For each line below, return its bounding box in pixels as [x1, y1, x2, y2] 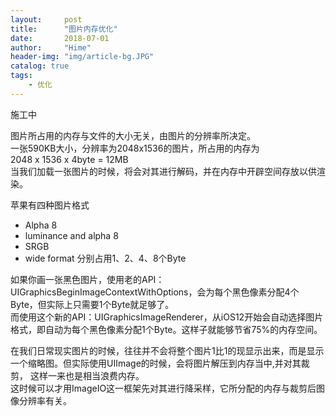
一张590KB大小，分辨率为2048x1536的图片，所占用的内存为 [10, 142, 260, 154]
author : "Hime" [10, 42, 92, 53]
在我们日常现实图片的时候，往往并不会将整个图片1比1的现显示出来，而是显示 [10, 344, 325, 356]
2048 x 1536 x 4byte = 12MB [10, 153, 129, 165]
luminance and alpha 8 [24, 229, 119, 241]
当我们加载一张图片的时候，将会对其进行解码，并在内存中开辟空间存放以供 [10, 165, 317, 177]
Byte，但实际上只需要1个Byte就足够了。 [10, 298, 175, 310]
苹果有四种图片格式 [10, 199, 90, 211]
